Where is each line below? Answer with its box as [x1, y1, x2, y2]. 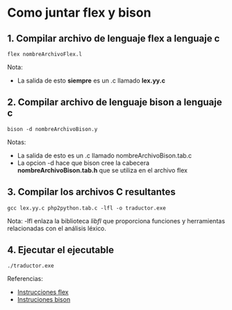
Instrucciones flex [17, 288, 69, 296]
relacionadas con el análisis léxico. [7, 224, 106, 232]
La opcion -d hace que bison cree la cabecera [17, 158, 150, 167]
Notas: [7, 137, 26, 146]
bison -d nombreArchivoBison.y [7, 126, 98, 132]
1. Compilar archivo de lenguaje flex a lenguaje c [7, 33, 220, 44]
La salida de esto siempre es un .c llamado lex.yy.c [17, 76, 165, 85]
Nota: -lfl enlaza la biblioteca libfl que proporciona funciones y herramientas [7, 216, 226, 225]
